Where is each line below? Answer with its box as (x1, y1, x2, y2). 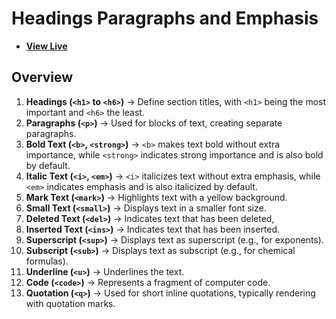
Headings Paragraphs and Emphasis (11, 7, 319, 30)
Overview (11, 69, 74, 86)
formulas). (25, 255, 69, 267)
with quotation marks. (25, 297, 116, 309)
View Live (25, 40, 68, 52)
